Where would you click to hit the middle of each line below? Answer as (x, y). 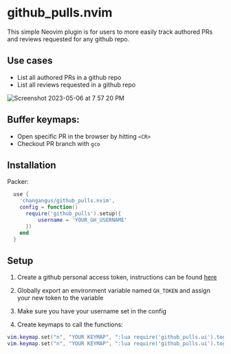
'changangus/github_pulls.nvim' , (67, 201)
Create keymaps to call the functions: (70, 324)
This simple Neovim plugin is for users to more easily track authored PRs (110, 32)
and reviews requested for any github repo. (68, 39)
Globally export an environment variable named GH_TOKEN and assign (114, 291)
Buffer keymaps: (44, 119)
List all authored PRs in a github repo (69, 77)
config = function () (49, 207)
